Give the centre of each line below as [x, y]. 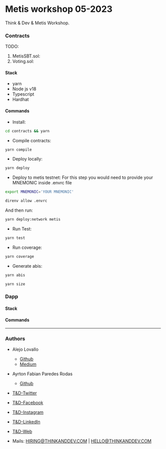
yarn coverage [20, 256]
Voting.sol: [23, 61]
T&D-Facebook [28, 403]
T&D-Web [22, 432]
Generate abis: [27, 266]
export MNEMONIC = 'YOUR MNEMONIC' [40, 192]
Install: [19, 122]
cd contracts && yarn [27, 131]
